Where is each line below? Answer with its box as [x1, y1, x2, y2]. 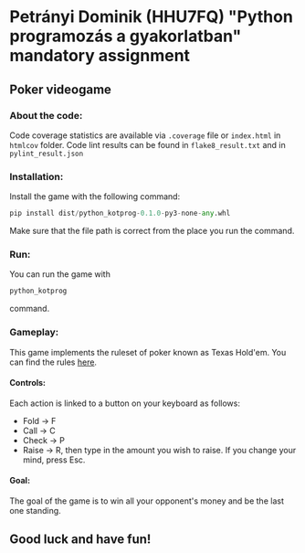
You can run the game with [9, 269, 111, 280]
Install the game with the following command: [9, 191, 181, 202]
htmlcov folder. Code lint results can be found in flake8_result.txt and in [9, 139, 286, 150]
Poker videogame [9, 81, 112, 97]
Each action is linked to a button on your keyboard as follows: [9, 398, 240, 409]
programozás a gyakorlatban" [9, 26, 242, 47]
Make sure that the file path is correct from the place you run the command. [9, 226, 295, 237]
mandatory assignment [9, 46, 190, 66]
